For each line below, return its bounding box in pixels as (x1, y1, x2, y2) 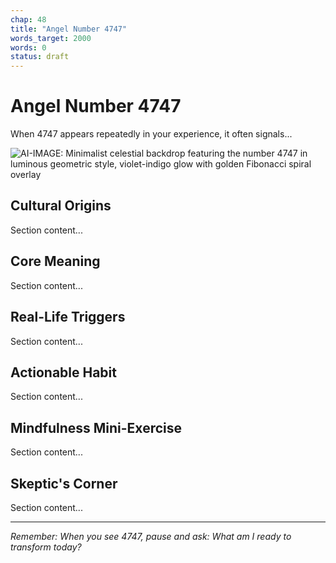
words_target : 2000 (10, 33, 92, 43)
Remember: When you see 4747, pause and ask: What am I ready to (10, 530, 292, 542)
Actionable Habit (10, 364, 117, 381)
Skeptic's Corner (10, 475, 118, 492)
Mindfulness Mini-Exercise (10, 419, 182, 436)
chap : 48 (10, 14, 47, 25)
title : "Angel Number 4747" (10, 24, 128, 34)
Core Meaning (10, 253, 101, 270)
